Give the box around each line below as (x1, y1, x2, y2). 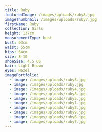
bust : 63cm (5, 40, 28, 45)
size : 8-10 (5, 54, 28, 59)
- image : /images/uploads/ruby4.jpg (9, 86, 86, 92)
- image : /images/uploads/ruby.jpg (9, 82, 84, 87)
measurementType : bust (5, 36, 52, 41)
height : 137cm (5, 31, 35, 36)
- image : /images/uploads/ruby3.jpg (9, 77, 86, 82)
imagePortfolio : (5, 73, 39, 78)
